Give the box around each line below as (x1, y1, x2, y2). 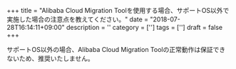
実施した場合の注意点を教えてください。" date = (6, 15, 149, 23)
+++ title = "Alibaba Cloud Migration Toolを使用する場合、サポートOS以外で (6, 6, 230, 14)
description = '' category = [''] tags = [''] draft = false (66, 23, 223, 31)
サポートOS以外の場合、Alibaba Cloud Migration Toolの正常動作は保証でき (6, 46, 226, 53)
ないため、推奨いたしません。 (6, 54, 94, 63)
